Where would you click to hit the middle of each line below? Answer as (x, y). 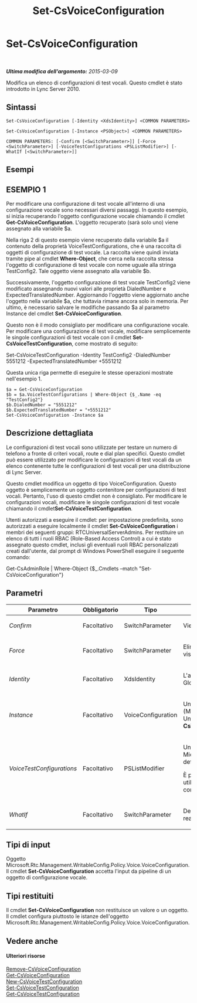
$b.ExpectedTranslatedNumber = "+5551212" (59, 410)
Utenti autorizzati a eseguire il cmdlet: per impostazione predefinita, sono (95, 519)
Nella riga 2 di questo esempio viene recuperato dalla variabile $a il (87, 240)
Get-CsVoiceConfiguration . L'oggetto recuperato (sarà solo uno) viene (92, 222)
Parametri (24, 593)
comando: (18, 557)
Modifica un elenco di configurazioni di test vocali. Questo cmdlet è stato (94, 83)
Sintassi (21, 108)
